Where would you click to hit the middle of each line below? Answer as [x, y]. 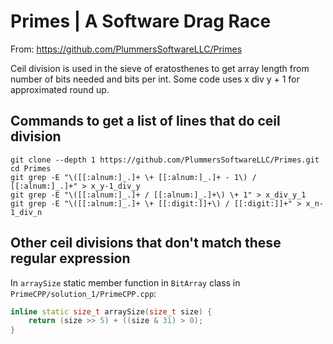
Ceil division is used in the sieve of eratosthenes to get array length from [160, 68]
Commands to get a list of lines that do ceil [145, 121]
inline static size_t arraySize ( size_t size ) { [111, 311]
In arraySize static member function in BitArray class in [125, 282]
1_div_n [26, 212]
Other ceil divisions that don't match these [146, 243]
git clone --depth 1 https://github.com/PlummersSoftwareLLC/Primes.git [165, 160]
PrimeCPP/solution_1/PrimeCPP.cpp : [83, 293]
